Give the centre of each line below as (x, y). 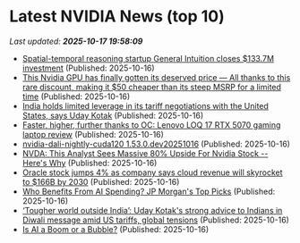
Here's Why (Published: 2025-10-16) (90, 163)
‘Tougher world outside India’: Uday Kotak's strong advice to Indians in (152, 210)
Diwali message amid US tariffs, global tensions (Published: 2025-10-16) (155, 220)
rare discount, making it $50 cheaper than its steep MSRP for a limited (152, 87)
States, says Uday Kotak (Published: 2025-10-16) (113, 115)
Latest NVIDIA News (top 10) (117, 17)
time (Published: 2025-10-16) (76, 96)
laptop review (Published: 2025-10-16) (93, 134)
